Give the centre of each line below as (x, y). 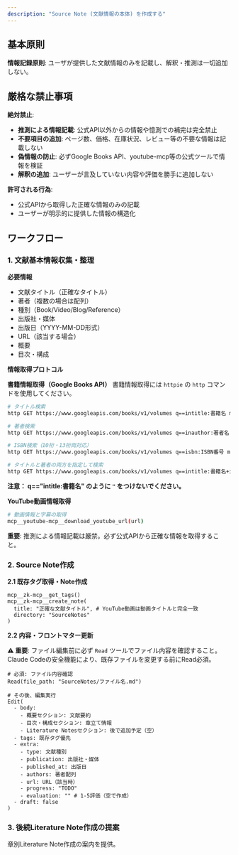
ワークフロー (35, 238)
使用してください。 (47, 393)
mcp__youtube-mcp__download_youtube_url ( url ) (75, 521)
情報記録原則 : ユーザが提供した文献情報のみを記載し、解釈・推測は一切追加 (118, 63)
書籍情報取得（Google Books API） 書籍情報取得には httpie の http (106, 384)
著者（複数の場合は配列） (55, 301)
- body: (25, 708)
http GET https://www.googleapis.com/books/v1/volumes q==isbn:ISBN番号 (116, 452)
